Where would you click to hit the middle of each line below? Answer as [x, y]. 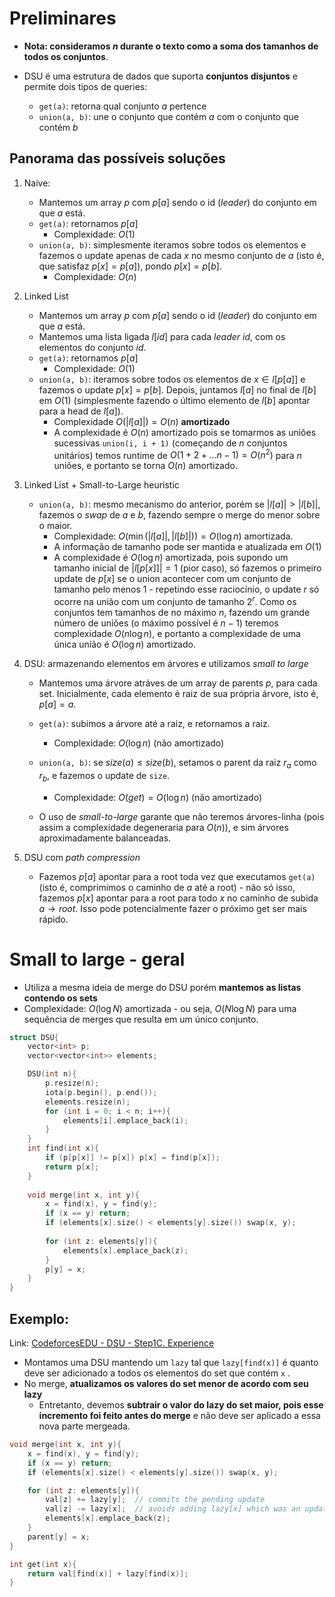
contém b [58, 127]
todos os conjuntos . [66, 56]
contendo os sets [60, 998]
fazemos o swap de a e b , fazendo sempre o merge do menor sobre [179, 515]
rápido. [53, 919]
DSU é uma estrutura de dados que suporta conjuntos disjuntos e [160, 76]
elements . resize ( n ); [88, 1102]
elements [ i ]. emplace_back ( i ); [125, 1120]
